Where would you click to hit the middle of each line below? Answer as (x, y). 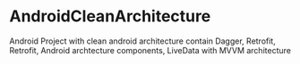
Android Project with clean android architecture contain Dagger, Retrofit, (142, 41)
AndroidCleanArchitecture (110, 16)
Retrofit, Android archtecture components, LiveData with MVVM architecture (150, 50)
